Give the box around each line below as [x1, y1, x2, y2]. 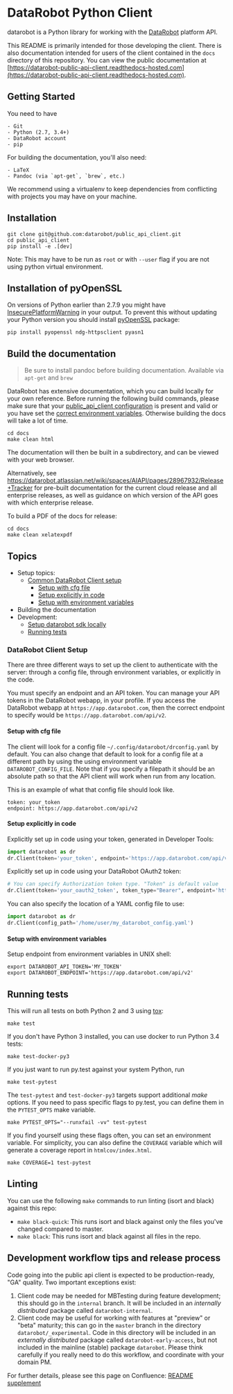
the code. [7, 675, 35, 684]
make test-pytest [7, 1078, 58, 1085]
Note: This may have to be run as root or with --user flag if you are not [7, 255, 209, 263]
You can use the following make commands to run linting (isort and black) [7, 1196, 215, 1205]
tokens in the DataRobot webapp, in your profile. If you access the [7, 696, 196, 705]
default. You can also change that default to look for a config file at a [7, 749, 203, 758]
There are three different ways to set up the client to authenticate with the [7, 661, 218, 669]
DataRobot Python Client [7, 5, 153, 21]
